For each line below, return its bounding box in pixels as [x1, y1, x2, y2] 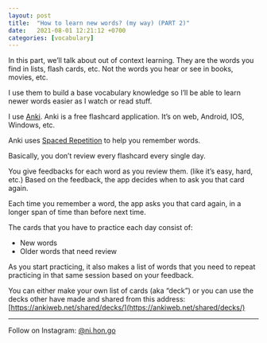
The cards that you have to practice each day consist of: [8, 223, 193, 232]
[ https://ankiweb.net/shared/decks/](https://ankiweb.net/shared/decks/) [8, 303, 246, 313]
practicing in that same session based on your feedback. [8, 271, 195, 280]
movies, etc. [8, 72, 48, 82]
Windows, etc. [8, 120, 56, 130]
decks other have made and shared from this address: [8, 294, 186, 304]
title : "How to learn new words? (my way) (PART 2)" [8, 19, 191, 27]
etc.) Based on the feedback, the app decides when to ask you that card [8, 175, 245, 185]
